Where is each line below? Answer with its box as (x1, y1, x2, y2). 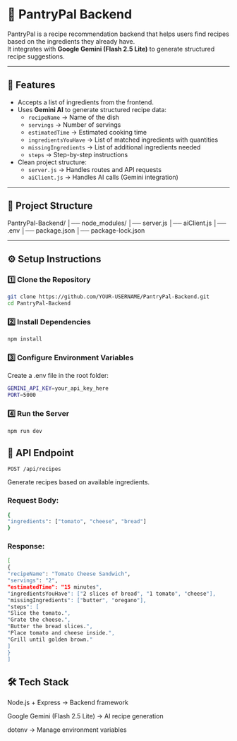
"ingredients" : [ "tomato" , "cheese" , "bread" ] (7, 518, 147, 525)
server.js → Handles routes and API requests (28, 165, 162, 173)
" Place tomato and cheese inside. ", (7, 630, 115, 637)
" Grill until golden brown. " (7, 636, 93, 643)
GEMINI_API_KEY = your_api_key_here (7, 385, 109, 392)
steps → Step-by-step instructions (28, 150, 128, 159)
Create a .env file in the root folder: (7, 372, 109, 380)
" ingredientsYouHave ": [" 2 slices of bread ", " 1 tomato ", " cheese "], (7, 590, 217, 597)
